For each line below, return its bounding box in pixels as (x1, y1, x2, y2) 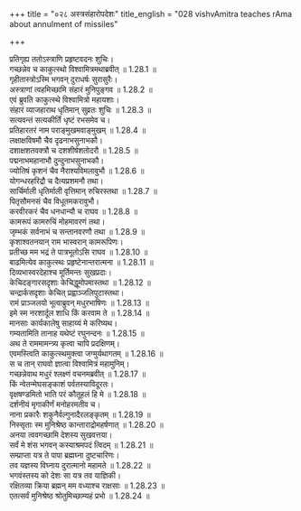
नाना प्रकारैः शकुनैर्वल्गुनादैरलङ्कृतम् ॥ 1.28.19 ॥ (9, 409, 151, 420)
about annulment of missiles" (9, 19, 118, 29)
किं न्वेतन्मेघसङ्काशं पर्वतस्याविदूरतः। (9, 379, 115, 389)
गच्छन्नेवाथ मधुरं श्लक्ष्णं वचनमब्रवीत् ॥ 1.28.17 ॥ (9, 368, 146, 379)
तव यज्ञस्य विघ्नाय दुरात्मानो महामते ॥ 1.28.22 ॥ (9, 460, 151, 470)
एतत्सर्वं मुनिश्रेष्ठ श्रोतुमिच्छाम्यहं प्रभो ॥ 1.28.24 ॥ (9, 490, 150, 501)
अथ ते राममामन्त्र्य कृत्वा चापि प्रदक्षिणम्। (9, 339, 120, 348)
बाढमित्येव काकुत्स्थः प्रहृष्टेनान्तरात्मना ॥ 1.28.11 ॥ (9, 257, 154, 267)
